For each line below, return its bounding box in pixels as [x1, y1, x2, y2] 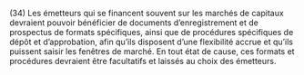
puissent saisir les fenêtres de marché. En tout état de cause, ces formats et [9, 46, 295, 57]
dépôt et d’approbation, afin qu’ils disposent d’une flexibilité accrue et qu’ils [9, 36, 294, 47]
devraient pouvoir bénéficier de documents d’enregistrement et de [9, 17, 259, 28]
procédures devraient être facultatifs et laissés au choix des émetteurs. [9, 56, 277, 66]
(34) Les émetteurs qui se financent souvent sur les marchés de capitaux [9, 8, 284, 18]
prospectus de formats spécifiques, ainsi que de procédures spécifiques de [9, 27, 294, 37]
